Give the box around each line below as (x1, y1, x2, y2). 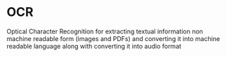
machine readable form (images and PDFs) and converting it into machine (6, 34, 221, 42)
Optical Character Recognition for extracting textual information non (6, 27, 203, 35)
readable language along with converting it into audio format (6, 42, 182, 50)
